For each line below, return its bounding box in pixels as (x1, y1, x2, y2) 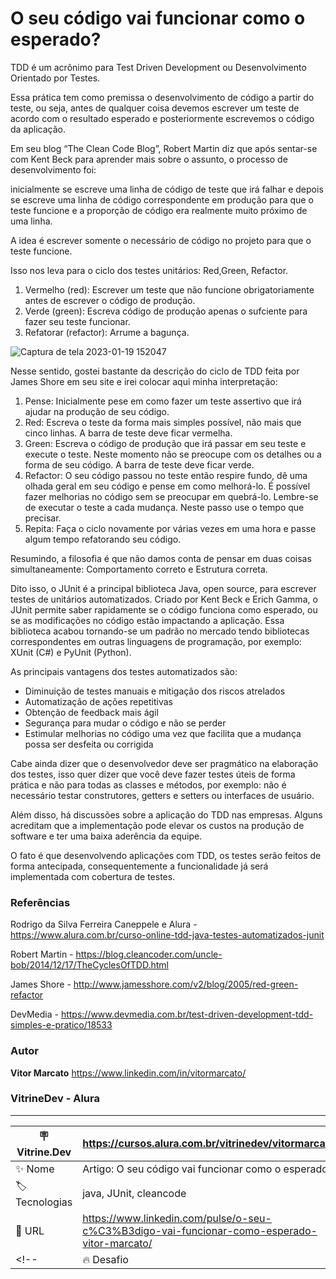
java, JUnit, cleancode (82, 1187, 187, 1201)
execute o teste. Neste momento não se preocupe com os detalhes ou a (24, 448, 322, 460)
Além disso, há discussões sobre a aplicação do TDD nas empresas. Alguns (10, 808, 323, 821)
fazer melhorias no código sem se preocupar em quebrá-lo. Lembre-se (24, 490, 319, 502)
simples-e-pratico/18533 (10, 1019, 113, 1031)
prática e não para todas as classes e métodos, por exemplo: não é (10, 778, 287, 791)
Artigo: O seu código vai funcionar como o (82, 1162, 282, 1176)
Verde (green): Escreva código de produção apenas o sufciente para (24, 305, 308, 317)
